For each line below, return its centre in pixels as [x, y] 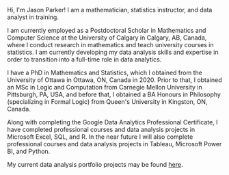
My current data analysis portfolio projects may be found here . [95, 164]
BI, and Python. [29, 151]
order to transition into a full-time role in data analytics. [84, 59]
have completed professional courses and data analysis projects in [101, 130]
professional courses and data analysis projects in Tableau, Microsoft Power [114, 144]
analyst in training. [33, 17]
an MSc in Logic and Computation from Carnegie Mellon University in [105, 87]
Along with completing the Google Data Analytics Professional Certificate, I [112, 122]
